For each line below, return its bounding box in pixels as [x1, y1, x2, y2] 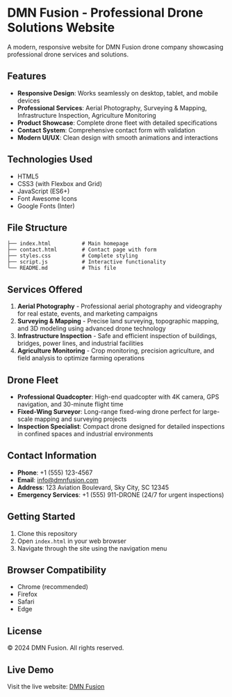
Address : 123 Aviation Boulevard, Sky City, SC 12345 [17, 483, 169, 491]
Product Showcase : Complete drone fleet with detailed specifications [17, 118, 217, 127]
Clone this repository [17, 529, 78, 537]
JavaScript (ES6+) [17, 187, 70, 195]
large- [202, 408, 220, 415]
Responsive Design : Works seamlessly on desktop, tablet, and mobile [17, 89, 219, 97]
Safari [17, 597, 35, 606]
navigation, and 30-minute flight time [17, 400, 124, 408]
